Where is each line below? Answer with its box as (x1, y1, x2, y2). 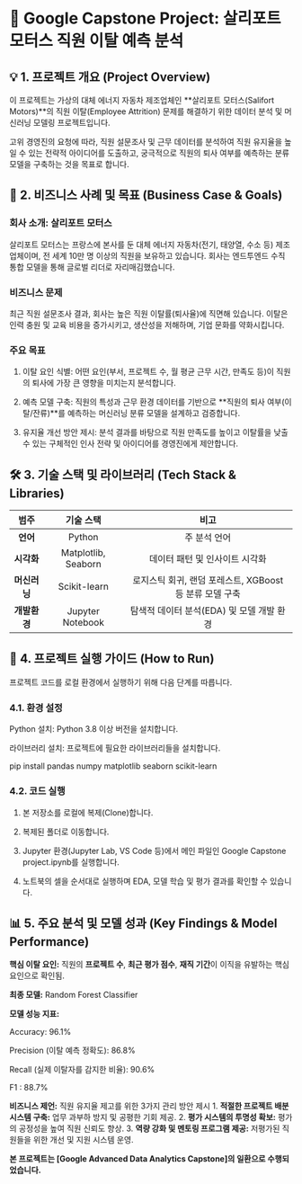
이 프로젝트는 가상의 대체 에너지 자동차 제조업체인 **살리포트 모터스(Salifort (9, 95, 275, 105)
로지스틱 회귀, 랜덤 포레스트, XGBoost (132, 574, 284, 587)
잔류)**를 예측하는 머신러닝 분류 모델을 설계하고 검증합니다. (32, 408, 241, 419)
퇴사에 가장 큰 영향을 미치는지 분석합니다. (31, 378, 177, 388)
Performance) (9, 934, 90, 949)
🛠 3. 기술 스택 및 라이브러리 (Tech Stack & (9, 467, 236, 482)
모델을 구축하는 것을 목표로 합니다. (9, 159, 129, 169)
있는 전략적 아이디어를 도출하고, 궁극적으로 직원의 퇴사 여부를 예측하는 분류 (28, 147, 290, 158)
